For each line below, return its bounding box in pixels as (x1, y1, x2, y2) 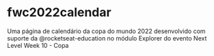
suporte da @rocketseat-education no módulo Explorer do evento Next (7, 34, 207, 42)
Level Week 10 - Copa (7, 41, 69, 49)
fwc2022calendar (7, 5, 111, 20)
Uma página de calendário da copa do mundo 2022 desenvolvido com (7, 27, 206, 35)
